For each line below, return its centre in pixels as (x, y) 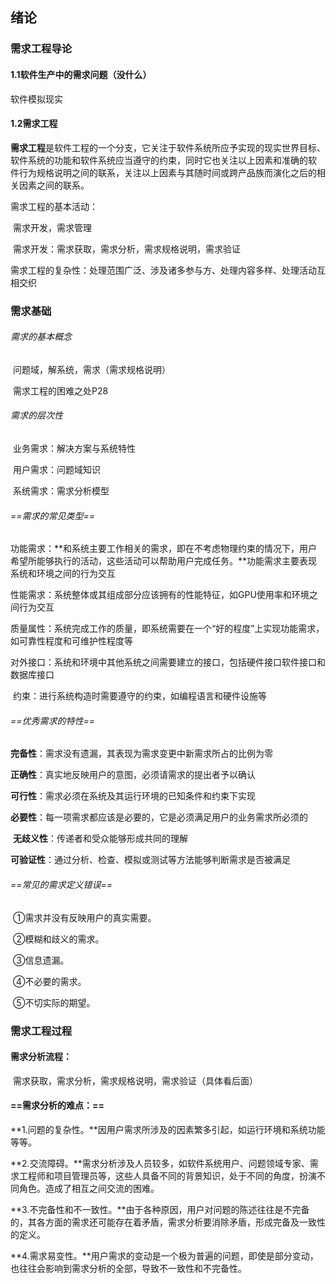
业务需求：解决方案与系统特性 (74, 449)
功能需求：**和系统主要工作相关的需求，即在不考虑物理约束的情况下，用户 (164, 549)
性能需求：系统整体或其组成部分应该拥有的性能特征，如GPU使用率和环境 (160, 595)
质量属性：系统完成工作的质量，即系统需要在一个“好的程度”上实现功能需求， (167, 629)
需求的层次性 (36, 415)
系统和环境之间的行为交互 (63, 574)
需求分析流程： (41, 1057)
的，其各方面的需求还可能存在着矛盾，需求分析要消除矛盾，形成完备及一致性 (168, 1222)
